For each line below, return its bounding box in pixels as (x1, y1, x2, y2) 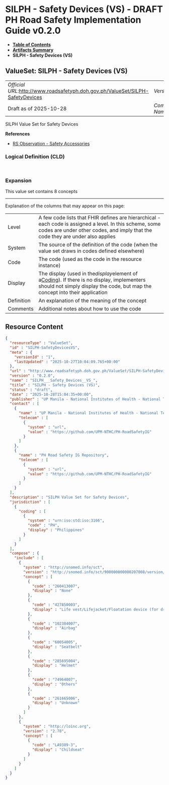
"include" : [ (14, 556, 44, 561)
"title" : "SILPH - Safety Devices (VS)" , (10, 382, 100, 388)
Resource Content (5, 322, 63, 331)
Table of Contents (12, 41, 51, 47)
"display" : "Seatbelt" (32, 644, 82, 649)
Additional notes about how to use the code (38, 305, 141, 312)
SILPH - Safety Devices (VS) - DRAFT (5, 4, 163, 15)
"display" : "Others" (32, 681, 78, 687)
